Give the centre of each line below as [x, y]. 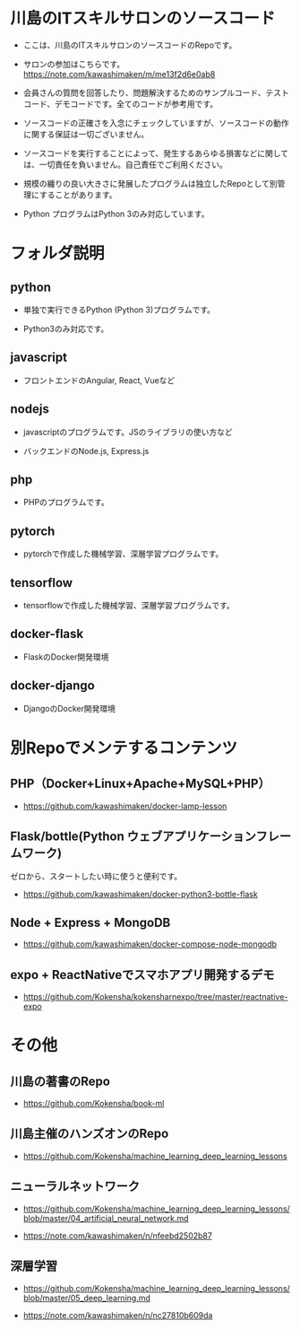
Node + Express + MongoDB [90, 922]
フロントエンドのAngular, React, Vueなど [99, 380]
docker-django [52, 686]
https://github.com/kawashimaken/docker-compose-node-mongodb [150, 944]
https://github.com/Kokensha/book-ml [94, 1104]
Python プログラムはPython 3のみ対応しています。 [116, 214]
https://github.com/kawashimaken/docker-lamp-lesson [125, 806]
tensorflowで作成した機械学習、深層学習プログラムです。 [129, 605]
